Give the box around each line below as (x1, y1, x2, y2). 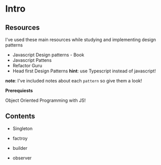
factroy (12, 135, 28, 141)
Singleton (12, 125, 33, 132)
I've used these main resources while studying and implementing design (5, 36, 156, 43)
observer (12, 155, 32, 161)
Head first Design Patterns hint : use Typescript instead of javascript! (12, 68, 156, 74)
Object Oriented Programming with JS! (5, 97, 86, 103)
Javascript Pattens (12, 57, 52, 63)
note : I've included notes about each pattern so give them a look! (5, 78, 142, 84)
